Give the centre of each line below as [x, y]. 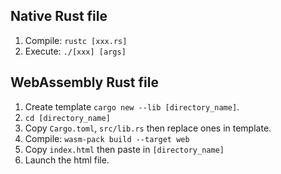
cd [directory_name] [67, 118]
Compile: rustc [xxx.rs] [76, 40]
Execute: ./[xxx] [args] [75, 51]
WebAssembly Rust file [84, 82]
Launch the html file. [67, 160]
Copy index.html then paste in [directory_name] [124, 149]
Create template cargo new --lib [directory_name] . [132, 106]
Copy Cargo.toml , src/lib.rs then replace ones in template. [148, 128]
